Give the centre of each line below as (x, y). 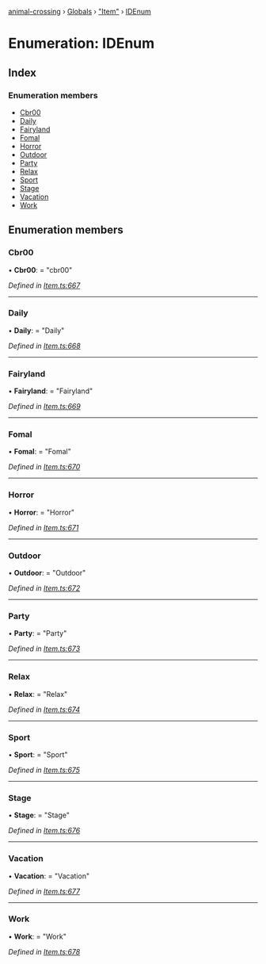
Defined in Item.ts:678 (44, 951)
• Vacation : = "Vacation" (49, 876)
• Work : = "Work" (38, 936)
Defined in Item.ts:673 (44, 648)
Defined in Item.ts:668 (44, 346)
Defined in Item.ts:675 (44, 770)
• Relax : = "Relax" (38, 694)
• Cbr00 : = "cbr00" (40, 270)
